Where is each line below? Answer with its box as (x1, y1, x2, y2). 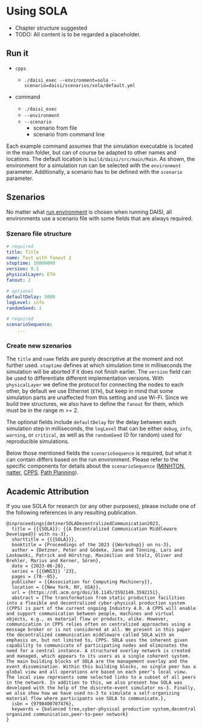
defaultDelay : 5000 (6, 294, 56, 300)
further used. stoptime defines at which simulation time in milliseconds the (6, 362, 192, 369)
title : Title (6, 249, 39, 255)
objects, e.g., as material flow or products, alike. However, (6, 616, 169, 622)
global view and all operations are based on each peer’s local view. (6, 669, 188, 675)
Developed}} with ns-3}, (6, 531, 69, 537)
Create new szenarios (6, 342, 72, 350)
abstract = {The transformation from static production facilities (11, 595, 186, 601)
